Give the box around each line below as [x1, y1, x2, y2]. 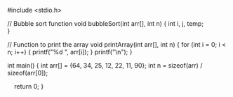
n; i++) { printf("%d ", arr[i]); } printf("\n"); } [7, 48, 133, 56]
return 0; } [13, 82, 44, 90]
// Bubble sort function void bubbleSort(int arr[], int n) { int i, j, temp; [7, 20, 204, 27]
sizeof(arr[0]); [7, 69, 48, 77]
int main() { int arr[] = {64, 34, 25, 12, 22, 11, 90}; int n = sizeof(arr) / [7, 61, 203, 69]
